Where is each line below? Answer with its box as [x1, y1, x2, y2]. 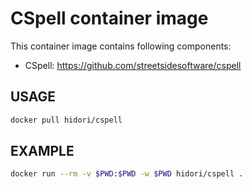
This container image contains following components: [10, 40, 232, 52]
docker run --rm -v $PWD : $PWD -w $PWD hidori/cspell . [10, 169, 244, 179]
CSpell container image [10, 7, 209, 30]
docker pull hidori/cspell [10, 115, 123, 125]
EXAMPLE [10, 143, 75, 160]
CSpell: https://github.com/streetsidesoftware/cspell [24, 59, 242, 71]
